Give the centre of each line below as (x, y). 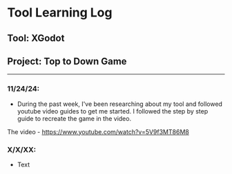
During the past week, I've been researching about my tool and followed (120, 104)
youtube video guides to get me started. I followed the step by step (113, 111)
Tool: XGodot (36, 38)
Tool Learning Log (60, 13)
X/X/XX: (22, 149)
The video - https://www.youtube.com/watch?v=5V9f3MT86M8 (98, 131)
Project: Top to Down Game (67, 61)
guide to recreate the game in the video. (74, 118)
